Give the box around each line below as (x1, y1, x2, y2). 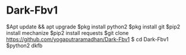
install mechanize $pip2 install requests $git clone (6, 29, 129, 36)
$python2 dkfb (6, 42, 43, 49)
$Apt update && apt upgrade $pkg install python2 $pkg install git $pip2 (6, 23, 181, 30)
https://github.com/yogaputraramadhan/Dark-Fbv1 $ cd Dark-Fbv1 (6, 35, 169, 43)
